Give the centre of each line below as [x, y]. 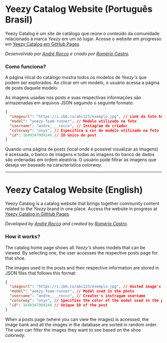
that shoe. [15, 258]
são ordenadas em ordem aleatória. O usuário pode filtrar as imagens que [81, 160]
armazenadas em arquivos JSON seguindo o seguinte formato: [70, 103]
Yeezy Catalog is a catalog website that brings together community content [82, 204]
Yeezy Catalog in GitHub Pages [37, 214]
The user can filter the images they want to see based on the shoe [73, 330]
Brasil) [19, 20]
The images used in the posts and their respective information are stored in [82, 267]
